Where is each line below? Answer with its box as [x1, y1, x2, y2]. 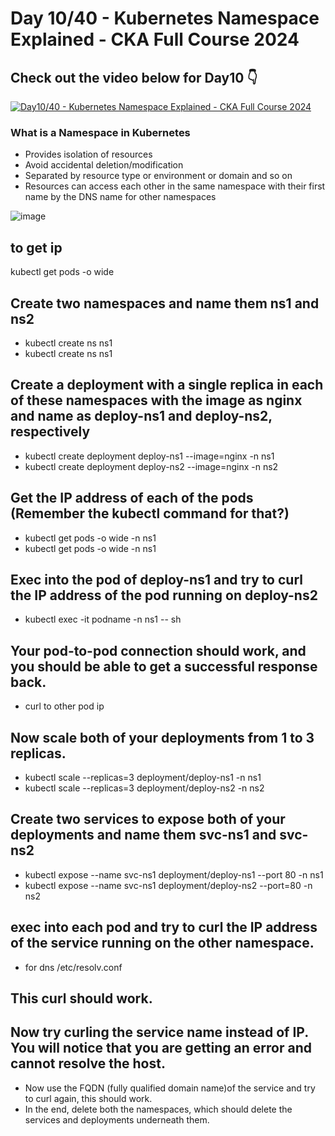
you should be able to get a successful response [10, 658, 318, 675]
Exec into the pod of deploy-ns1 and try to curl [10, 571, 303, 588]
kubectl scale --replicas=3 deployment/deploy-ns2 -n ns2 [24, 782, 265, 794]
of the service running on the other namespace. [10, 935, 315, 952]
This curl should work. [10, 990, 153, 1007]
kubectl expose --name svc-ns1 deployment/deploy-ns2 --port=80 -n [24, 879, 313, 891]
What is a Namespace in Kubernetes [10, 125, 191, 139]
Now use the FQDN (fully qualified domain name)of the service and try [24, 1082, 316, 1094]
